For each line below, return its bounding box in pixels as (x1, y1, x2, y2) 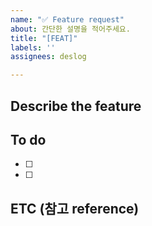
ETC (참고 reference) (10, 200, 140, 217)
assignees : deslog (10, 52, 87, 62)
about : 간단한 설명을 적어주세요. (10, 24, 131, 34)
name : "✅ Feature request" (10, 14, 125, 25)
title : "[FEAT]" (10, 33, 78, 43)
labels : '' (10, 42, 56, 53)
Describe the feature (10, 97, 142, 115)
